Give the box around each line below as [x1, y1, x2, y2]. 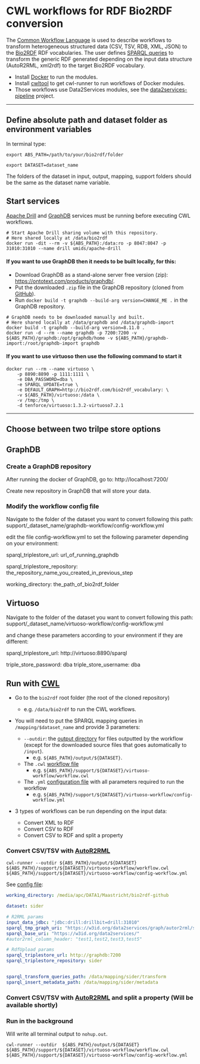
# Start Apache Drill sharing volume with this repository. [6, 230, 159, 236]
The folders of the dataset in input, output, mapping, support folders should [6, 173, 192, 180]
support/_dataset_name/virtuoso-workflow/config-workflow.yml [6, 620, 164, 627]
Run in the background [6, 1016, 73, 1025]
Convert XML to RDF [23, 819, 74, 826]
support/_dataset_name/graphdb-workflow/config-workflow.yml [6, 522, 165, 529]
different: [6, 638, 29, 645]
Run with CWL [6, 678, 60, 689]
